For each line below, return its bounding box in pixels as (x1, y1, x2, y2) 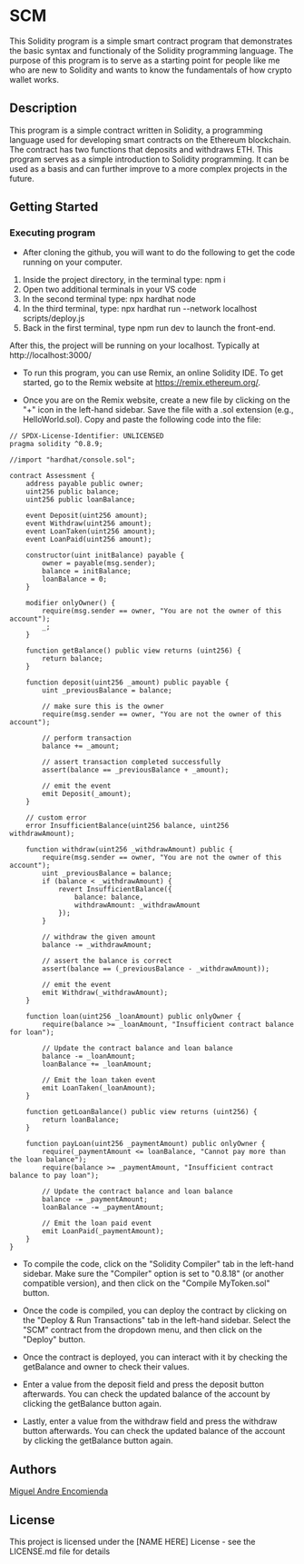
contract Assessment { (9, 472, 95, 481)
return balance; (42, 654, 103, 663)
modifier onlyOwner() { (25, 599, 116, 608)
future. (9, 173, 34, 184)
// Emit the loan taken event (42, 1076, 156, 1085)
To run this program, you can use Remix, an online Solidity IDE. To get (22, 367, 284, 378)
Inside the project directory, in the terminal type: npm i (22, 274, 226, 285)
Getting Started (9, 199, 99, 214)
